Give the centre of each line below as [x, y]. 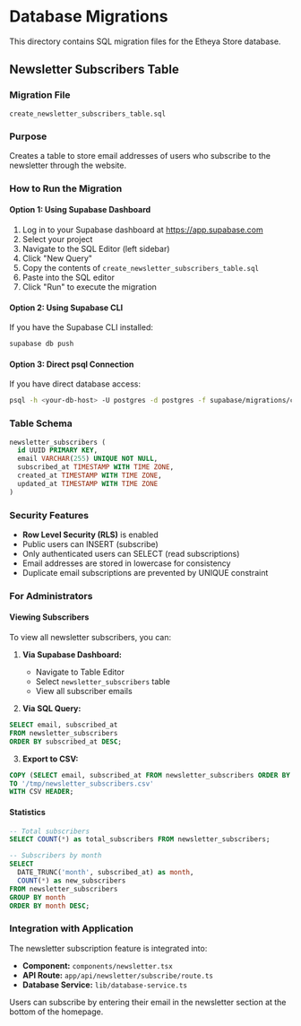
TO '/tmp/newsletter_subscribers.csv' [82, 783]
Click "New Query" [57, 258]
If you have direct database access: [75, 384]
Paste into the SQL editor [68, 278]
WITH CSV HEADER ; [42, 792]
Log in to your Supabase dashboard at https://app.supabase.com [142, 230]
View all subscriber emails [84, 691]
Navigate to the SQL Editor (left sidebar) [96, 249]
